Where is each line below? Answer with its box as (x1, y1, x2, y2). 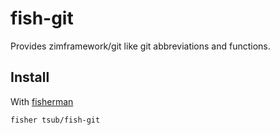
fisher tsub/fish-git (10, 115, 101, 125)
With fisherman (10, 95, 74, 107)
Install (10, 69, 50, 86)
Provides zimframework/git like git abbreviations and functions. (10, 40, 271, 52)
